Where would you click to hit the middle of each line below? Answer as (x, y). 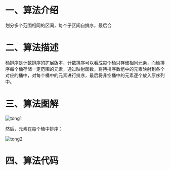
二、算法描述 (32, 48)
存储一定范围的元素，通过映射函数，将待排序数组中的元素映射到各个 (94, 69)
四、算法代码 (32, 161)
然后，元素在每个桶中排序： (34, 129)
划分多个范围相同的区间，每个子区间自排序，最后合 (58, 25)
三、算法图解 (32, 104)
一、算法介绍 (32, 10)
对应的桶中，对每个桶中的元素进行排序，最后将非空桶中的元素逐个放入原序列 (85, 75)
